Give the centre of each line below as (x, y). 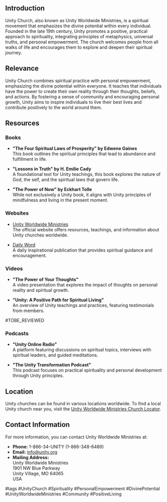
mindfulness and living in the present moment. (60, 200)
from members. (28, 310)
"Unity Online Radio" (35, 344)
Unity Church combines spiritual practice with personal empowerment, (78, 81)
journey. (14, 52)
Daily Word (24, 244)
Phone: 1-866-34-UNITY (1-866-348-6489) (58, 447)
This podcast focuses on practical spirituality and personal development (87, 370)
